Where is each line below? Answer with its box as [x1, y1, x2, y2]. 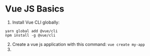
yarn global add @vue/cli [5, 28, 58, 33]
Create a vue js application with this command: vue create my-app [12, 41, 145, 47]
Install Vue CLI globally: [12, 19, 60, 25]
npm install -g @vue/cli [5, 33, 56, 38]
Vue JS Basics [5, 3, 64, 14]
